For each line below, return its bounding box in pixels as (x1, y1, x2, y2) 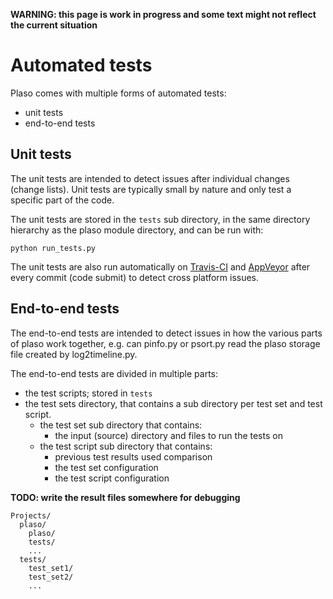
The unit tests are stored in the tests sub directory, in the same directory (10, 213, 311, 225)
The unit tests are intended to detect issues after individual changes (10, 172, 290, 184)
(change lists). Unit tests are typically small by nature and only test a (10, 183, 292, 195)
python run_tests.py (10, 243, 97, 253)
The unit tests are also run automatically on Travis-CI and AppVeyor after (10, 260, 311, 273)
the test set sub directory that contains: (39, 419, 203, 431)
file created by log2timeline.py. (10, 348, 138, 360)
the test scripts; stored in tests (24, 387, 153, 399)
